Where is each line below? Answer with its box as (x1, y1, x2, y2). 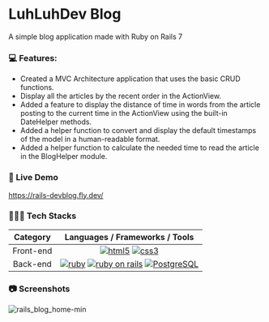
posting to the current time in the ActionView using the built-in (19, 109, 228, 118)
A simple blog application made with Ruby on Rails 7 (8, 32, 183, 41)
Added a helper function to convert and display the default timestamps (19, 126, 257, 135)
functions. (19, 83, 54, 92)
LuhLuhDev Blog (8, 5, 122, 24)
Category (13, 231, 51, 243)
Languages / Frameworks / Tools (64, 231, 194, 243)
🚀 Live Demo (8, 172, 58, 183)
